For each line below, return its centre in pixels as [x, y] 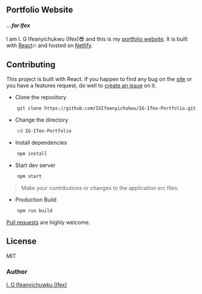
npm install [32, 154]
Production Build [36, 200]
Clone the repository [41, 97]
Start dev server [35, 165]
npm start [30, 177]
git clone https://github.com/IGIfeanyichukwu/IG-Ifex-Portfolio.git [107, 108]
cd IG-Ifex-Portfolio [44, 131]
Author [17, 272]
